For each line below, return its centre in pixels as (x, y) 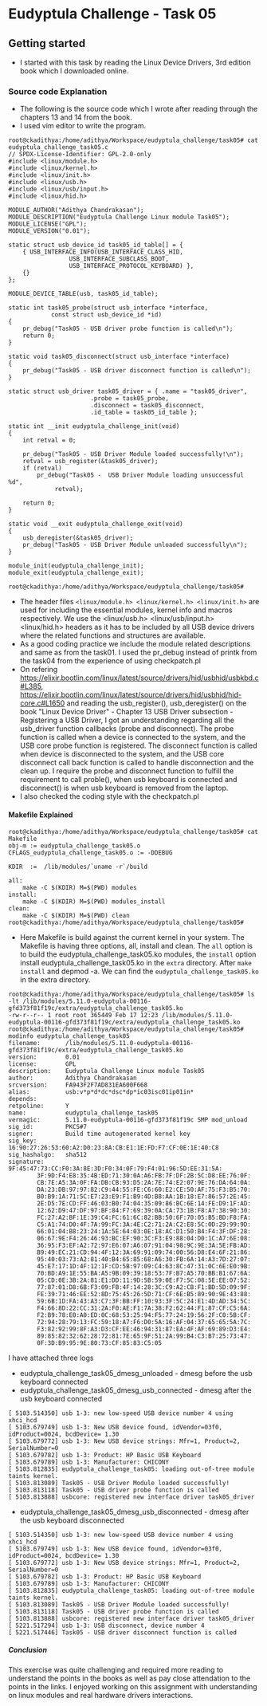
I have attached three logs (51, 1358)
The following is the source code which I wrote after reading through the (139, 109)
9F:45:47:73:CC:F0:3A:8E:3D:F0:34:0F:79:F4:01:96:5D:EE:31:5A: (116, 1169)
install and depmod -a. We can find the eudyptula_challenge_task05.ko (139, 971)
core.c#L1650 (42, 703)
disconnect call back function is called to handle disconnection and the (137, 763)
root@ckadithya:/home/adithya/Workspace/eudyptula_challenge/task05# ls (132, 994)
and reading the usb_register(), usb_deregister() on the (157, 703)
